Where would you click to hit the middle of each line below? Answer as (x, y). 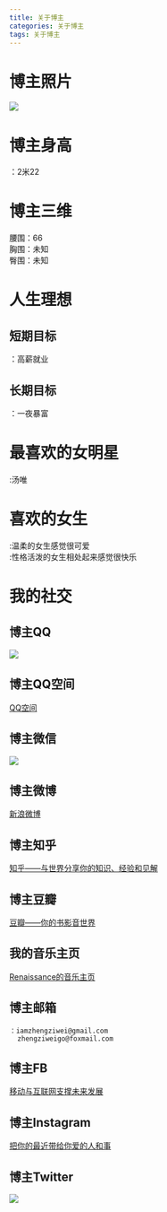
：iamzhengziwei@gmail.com (59, 1031)
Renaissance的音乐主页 (52, 977)
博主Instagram (50, 1122)
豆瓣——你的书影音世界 (52, 922)
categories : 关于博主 (47, 26)
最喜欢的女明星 (64, 453)
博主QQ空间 (42, 684)
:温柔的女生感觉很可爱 (50, 545)
